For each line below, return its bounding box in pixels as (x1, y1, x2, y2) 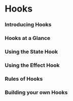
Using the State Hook (5, 48, 58, 55)
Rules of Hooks (5, 75, 43, 82)
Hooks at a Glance (5, 35, 51, 42)
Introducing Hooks (5, 21, 52, 28)
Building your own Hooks (5, 89, 68, 96)
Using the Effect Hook (5, 62, 60, 69)
